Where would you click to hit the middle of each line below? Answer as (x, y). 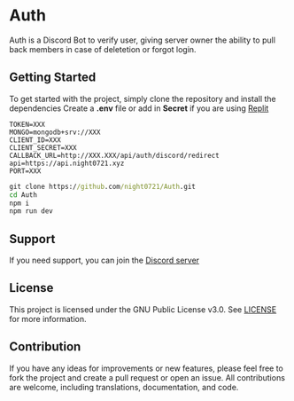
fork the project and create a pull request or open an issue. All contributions (147, 377)
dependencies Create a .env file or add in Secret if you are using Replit (139, 108)
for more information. (48, 318)
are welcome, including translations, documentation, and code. (124, 387)
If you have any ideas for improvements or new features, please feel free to (146, 368)
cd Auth (23, 195)
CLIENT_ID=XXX (35, 140)
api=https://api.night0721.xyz (67, 163)
